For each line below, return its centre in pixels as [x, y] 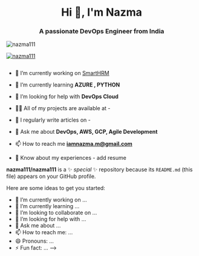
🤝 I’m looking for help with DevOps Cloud [67, 97]
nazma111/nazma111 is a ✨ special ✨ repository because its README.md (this [99, 169]
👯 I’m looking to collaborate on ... [56, 213]
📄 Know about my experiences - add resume [71, 158]
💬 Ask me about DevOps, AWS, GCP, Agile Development [86, 132]
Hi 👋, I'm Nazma [102, 12]
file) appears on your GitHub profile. [51, 176]
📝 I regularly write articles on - [53, 120]
